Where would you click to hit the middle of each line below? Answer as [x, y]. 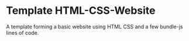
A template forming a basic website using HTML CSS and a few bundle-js [94, 27]
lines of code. [23, 32]
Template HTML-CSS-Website [81, 11]
